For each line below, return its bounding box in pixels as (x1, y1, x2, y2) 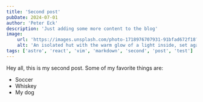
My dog (14, 88, 34, 96)
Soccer (14, 76, 33, 83)
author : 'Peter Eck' (6, 20, 59, 26)
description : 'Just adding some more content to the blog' (6, 25, 158, 32)
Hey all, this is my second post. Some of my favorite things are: (6, 64, 164, 71)
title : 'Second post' (6, 8, 61, 15)
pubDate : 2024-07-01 (6, 14, 59, 20)
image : (6, 31, 23, 37)
